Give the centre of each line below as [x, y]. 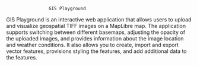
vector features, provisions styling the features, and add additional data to [96, 51]
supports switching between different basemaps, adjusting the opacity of [96, 32]
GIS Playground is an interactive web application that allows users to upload [99, 20]
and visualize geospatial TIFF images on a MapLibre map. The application [96, 26]
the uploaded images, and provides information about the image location [95, 38]
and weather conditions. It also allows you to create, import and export [93, 45]
